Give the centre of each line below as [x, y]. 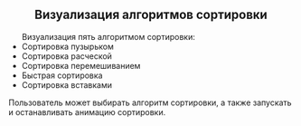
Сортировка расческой [66, 56]
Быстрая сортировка [62, 75]
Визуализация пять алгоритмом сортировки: [108, 36]
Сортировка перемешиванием [81, 65]
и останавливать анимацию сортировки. [87, 111]
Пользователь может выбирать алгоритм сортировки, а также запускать [150, 102]
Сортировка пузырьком [67, 46]
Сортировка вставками [66, 84]
